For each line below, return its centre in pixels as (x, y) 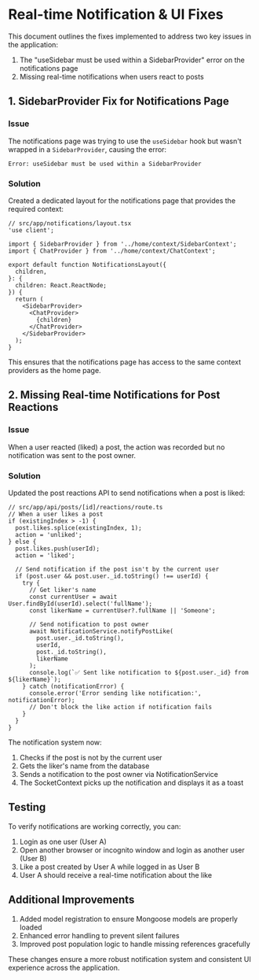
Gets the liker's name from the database (84, 766)
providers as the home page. (55, 370)
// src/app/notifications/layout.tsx (70, 223)
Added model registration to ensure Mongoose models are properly (128, 919)
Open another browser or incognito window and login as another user (132, 850)
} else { (22, 542)
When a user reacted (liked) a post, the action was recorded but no (117, 447)
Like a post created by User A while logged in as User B (109, 867)
